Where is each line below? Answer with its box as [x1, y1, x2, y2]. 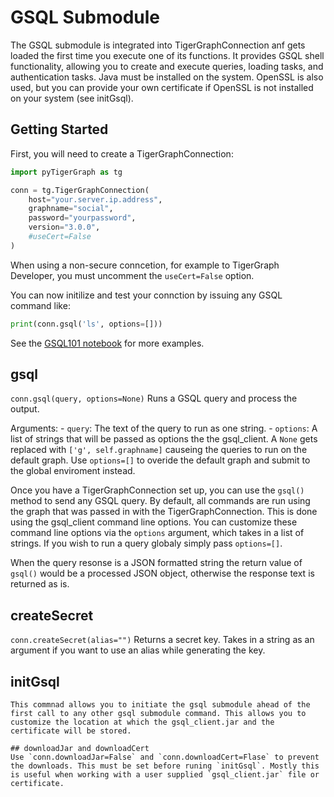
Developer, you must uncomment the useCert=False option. [10, 269, 255, 281]
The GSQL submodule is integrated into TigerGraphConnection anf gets [10, 39, 306, 51]
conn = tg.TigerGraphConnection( [10, 185, 150, 195]
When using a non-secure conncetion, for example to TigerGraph [10, 259, 280, 271]
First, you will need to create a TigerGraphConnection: [10, 147, 234, 160]
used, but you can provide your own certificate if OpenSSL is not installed [10, 81, 314, 93]
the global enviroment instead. [10, 465, 136, 477]
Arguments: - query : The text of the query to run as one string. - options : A [10, 422, 318, 435]
